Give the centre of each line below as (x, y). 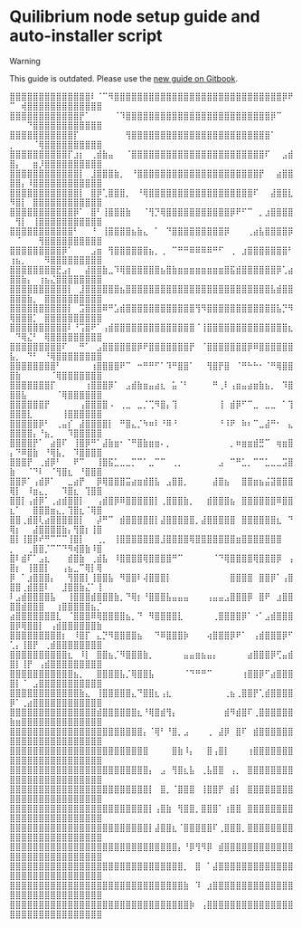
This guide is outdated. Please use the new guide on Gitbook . (123, 78)
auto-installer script (86, 36)
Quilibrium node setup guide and (135, 17)
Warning (25, 61)
